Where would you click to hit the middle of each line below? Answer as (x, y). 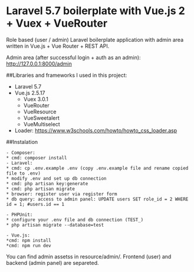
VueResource (40, 112)
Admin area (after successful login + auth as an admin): (73, 57)
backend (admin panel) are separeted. (52, 263)
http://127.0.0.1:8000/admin (39, 64)
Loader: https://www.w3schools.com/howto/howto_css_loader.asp (96, 130)
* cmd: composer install (37, 158)
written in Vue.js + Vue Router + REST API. (58, 46)
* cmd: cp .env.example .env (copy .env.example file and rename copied (97, 168)
